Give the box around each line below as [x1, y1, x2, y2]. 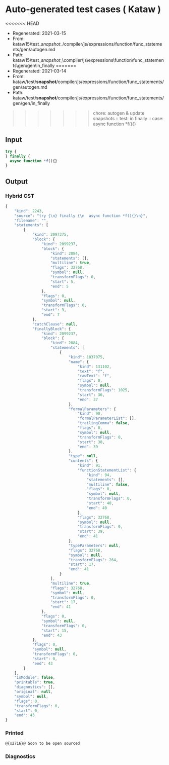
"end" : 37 [77, 397, 98, 402]
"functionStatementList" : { [77, 467, 137, 472]
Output [5, 177, 28, 186]
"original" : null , [14, 689, 53, 695]
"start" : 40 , [86, 501, 114, 506]
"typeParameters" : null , [68, 543, 121, 548]
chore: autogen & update [93, 110, 145, 116]
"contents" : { [68, 458, 98, 463]
